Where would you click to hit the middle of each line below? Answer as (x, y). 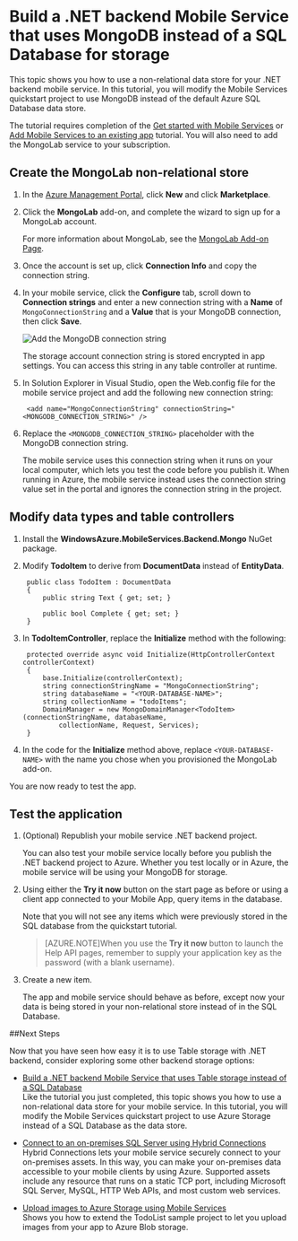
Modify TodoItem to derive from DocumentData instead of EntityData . (153, 565)
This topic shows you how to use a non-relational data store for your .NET (145, 79)
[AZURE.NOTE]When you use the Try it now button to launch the (164, 943)
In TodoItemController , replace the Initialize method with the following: (154, 638)
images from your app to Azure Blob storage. (105, 1228)
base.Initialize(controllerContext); (113, 678)
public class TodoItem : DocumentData (99, 582)
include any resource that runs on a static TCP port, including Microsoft (154, 1181)
